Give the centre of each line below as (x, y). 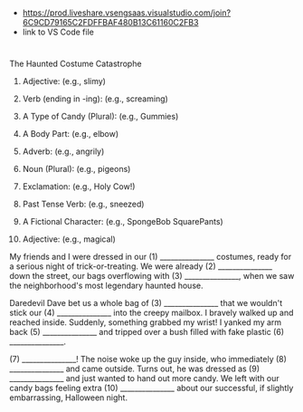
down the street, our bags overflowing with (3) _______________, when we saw (152, 276)
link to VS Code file (58, 32)
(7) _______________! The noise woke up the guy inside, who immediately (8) (148, 359)
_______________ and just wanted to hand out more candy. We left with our (144, 378)
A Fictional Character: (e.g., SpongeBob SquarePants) (123, 222)
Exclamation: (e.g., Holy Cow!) (79, 187)
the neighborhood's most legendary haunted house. (106, 286)
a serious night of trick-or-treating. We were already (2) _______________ (141, 266)
